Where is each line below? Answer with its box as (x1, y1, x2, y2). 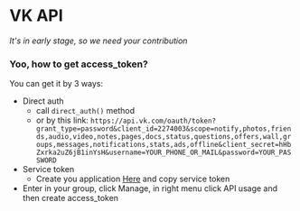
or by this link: (35, 115, 89, 126)
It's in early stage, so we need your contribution (9, 35, 188, 46)
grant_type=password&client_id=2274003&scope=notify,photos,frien (35, 124, 292, 133)
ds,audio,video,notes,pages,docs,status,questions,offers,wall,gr (35, 133, 292, 142)
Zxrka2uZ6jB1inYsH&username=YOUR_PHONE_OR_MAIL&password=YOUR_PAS (35, 148, 292, 158)
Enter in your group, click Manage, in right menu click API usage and (22, 183, 278, 194)
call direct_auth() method (35, 105, 136, 116)
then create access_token (22, 193, 119, 204)
